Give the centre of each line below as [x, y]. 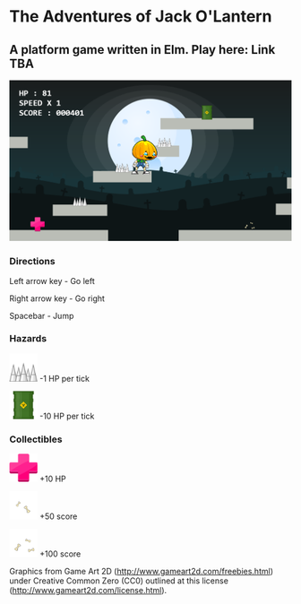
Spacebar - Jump [42, 315]
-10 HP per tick [67, 416]
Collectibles [36, 439]
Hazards [28, 339]
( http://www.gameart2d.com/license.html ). [88, 591]
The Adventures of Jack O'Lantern [141, 17]
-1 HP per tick [64, 378]
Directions [32, 262]
